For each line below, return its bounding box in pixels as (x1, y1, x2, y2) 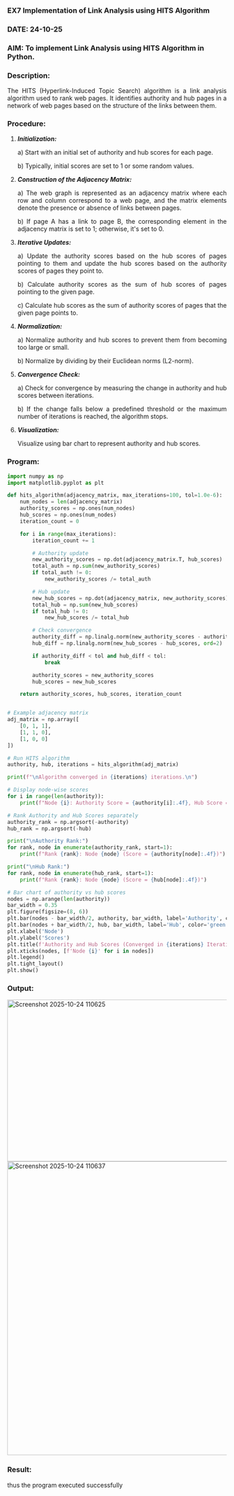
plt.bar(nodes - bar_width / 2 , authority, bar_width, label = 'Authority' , (7, 915, 223, 922)
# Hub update (32, 588, 70, 595)
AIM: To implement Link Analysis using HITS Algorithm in (7, 43, 204, 52)
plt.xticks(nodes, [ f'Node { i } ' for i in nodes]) (7, 947, 155, 955)
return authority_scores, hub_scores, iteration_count (19, 691, 182, 698)
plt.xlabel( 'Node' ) (7, 927, 64, 935)
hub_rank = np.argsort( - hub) (7, 825, 92, 832)
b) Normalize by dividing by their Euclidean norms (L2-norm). (17, 357, 194, 365)
